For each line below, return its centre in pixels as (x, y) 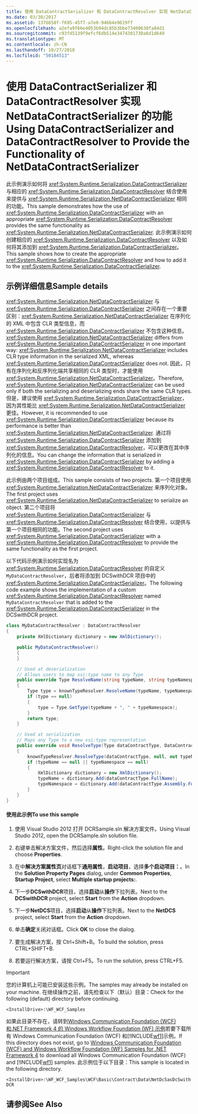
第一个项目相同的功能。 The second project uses (65, 530)
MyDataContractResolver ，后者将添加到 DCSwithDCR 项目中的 (81, 576)
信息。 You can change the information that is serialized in (92, 455)
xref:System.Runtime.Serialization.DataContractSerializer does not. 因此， (96, 363)
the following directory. (34, 1069)
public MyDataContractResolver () (58, 647)
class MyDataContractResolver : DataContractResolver (74, 626)
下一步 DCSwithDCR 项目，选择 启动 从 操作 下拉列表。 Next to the (91, 891)
